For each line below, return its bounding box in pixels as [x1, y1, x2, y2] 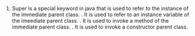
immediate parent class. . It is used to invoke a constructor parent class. [11, 23, 188, 30]
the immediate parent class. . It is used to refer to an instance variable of [11, 11, 190, 18]
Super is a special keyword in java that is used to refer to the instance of [11, 5, 189, 12]
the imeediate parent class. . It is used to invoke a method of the [11, 17, 169, 24]
